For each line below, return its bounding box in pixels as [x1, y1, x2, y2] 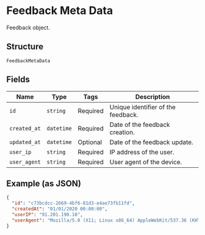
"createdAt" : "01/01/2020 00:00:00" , [12, 206, 108, 212]
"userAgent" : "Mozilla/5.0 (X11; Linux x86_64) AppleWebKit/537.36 [12, 217, 187, 223]
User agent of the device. [109, 157, 182, 166]
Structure [6, 42, 44, 52]
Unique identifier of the [109, 103, 176, 111]
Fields [6, 74, 31, 85]
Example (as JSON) [6, 178, 81, 189]
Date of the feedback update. [109, 138, 193, 146]
